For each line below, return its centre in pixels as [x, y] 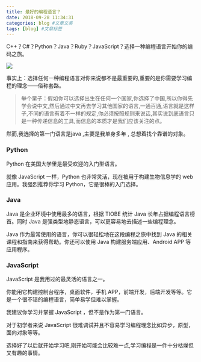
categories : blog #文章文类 [40, 23]
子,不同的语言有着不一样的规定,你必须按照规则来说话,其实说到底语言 [105, 114]
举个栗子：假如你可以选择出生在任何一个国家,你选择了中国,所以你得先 [107, 98]
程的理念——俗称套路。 [35, 86]
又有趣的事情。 [25, 353]
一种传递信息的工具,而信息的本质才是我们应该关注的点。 [96, 121]
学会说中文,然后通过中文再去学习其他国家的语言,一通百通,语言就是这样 [107, 106]
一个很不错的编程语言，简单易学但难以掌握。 [66, 299]
